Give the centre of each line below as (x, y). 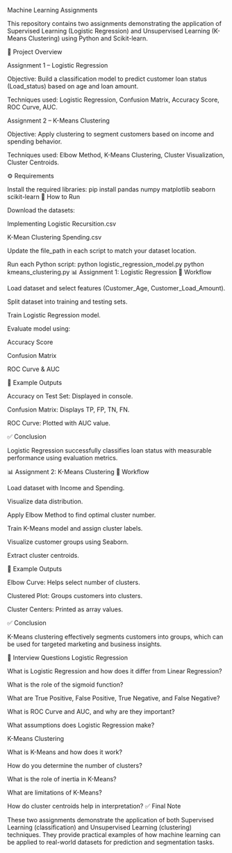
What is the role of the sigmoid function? (65, 684)
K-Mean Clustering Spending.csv (55, 237)
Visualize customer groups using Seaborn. (68, 542)
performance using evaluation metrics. (63, 458)
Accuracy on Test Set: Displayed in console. (70, 396)
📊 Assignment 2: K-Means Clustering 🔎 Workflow (78, 472)
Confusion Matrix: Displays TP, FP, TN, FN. (68, 409)
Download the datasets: (41, 210)
